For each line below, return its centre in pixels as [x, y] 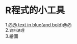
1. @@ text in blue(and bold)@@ [39, 25]
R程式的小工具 [35, 10]
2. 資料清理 [15, 30]
